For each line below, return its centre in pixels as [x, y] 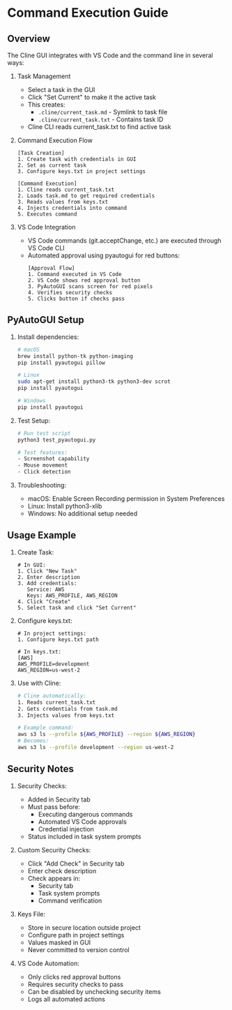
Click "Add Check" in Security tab [76, 864]
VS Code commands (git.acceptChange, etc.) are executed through [124, 241]
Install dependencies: [48, 337]
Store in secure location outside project [84, 927]
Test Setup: [34, 421]
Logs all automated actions [67, 999]
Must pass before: [54, 806]
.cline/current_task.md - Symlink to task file [103, 112]
